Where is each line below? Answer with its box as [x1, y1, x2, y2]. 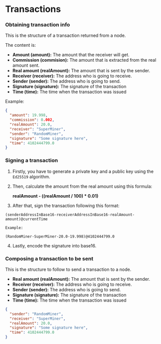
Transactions [5, 3, 61, 15]
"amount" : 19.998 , [9, 113, 48, 118]
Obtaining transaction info [5, 21, 70, 28]
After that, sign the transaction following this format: [12, 203, 120, 209]
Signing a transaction [5, 157, 58, 164]
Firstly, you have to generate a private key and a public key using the [12, 168, 154, 174]
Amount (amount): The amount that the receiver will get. [12, 52, 130, 58]
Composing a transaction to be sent [5, 255, 94, 262]
